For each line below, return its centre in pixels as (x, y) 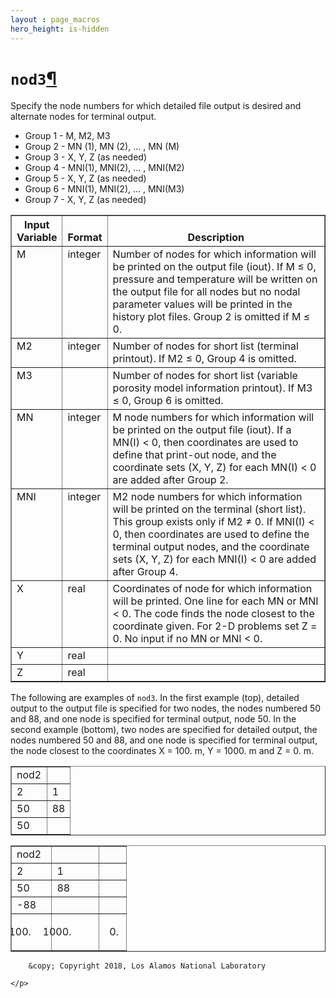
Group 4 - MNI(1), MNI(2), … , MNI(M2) (104, 168)
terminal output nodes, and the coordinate (211, 547)
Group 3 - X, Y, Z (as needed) (85, 157)
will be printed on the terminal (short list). (209, 509)
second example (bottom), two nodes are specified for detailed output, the (164, 730)
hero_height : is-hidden (60, 29)
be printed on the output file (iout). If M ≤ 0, (214, 267)
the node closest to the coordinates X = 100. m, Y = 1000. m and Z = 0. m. (162, 751)
